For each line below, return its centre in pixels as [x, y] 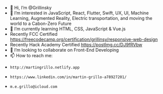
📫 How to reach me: [31, 55]
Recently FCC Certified [33, 34]
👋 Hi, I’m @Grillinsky [31, 8]
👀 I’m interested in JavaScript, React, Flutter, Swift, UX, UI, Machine [79, 13]
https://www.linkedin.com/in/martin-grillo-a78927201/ [68, 77]
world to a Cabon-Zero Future [40, 23]
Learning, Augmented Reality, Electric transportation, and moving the [81, 18]
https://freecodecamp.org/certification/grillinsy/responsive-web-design [84, 39]
